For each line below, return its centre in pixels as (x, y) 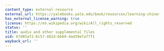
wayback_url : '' (21, 41)
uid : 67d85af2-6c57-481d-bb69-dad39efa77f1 (50, 37)
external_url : (20, 14)
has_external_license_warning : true (42, 18)
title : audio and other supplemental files (50, 32)
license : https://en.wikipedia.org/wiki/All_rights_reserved (69, 23)
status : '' (16, 28)
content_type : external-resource (39, 9)
